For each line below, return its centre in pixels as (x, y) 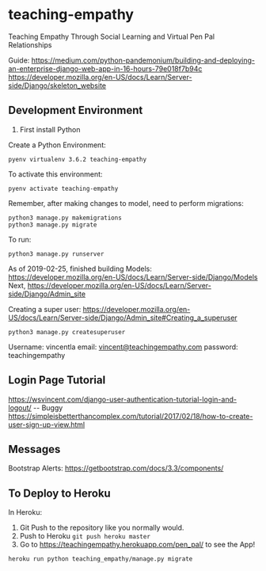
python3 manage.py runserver (56, 254)
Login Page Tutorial (57, 381)
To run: (20, 239)
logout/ (20, 407)
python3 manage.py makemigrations (65, 218)
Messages (34, 449)
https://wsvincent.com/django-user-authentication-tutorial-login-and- (123, 399)
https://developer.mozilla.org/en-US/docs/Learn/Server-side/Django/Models (133, 277)
